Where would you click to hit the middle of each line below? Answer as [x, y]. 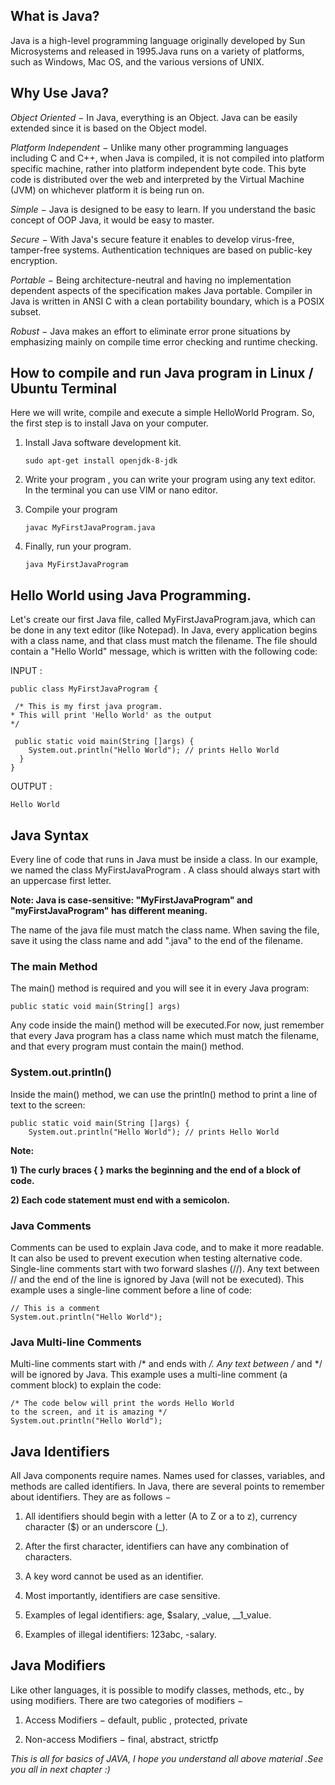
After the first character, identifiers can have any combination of [157, 1546]
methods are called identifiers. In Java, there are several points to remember [167, 1486]
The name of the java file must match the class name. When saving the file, [165, 930]
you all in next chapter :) [60, 1769]
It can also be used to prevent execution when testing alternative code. [156, 1258]
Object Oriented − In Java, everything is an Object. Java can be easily [154, 117]
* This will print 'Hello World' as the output [111, 715]
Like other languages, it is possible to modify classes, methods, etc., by [157, 1690]
